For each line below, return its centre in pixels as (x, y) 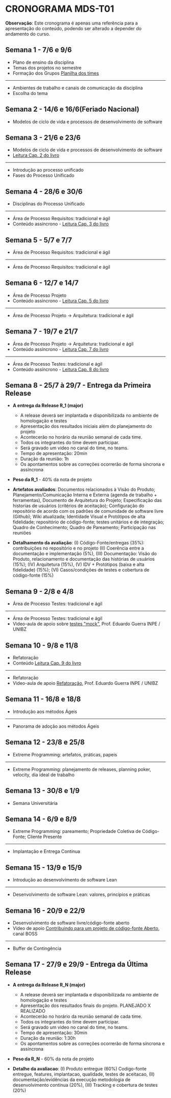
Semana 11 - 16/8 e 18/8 (43, 699)
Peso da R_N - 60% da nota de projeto (53, 1059)
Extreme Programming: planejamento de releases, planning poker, (82, 769)
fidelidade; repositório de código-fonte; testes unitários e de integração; (88, 522)
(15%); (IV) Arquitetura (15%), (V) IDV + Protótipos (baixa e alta (78, 564)
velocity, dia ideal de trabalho (44, 775)
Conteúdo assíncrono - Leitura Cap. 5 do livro (61, 301)
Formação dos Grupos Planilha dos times (56, 73)
